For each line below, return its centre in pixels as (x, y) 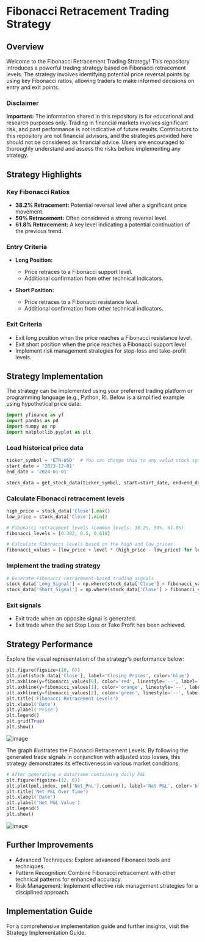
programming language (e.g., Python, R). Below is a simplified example (95, 397)
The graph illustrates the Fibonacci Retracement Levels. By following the (97, 750)
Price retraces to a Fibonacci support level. (78, 272)
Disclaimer (23, 103)
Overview (25, 47)
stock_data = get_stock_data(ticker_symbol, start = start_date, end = (95, 483)
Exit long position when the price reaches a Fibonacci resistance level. (103, 337)
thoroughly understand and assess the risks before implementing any (94, 149)
